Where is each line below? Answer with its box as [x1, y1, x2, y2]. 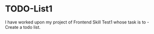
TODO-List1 [5, 3, 52, 14]
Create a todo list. [5, 24, 41, 30]
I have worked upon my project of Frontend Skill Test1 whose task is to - [5, 19, 149, 25]
